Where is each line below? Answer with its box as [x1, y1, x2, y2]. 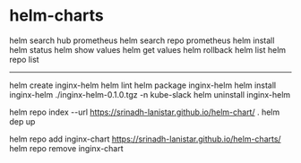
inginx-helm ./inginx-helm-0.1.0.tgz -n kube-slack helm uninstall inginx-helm [9, 89, 291, 99]
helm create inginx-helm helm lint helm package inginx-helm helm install [9, 80, 276, 90]
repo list [9, 54, 39, 64]
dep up [9, 116, 36, 126]
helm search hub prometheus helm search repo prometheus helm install [9, 35, 275, 46]
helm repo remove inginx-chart [9, 142, 124, 153]
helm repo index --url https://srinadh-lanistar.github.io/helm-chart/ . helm [9, 107, 280, 117]
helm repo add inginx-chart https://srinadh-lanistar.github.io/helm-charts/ [9, 133, 281, 144]
